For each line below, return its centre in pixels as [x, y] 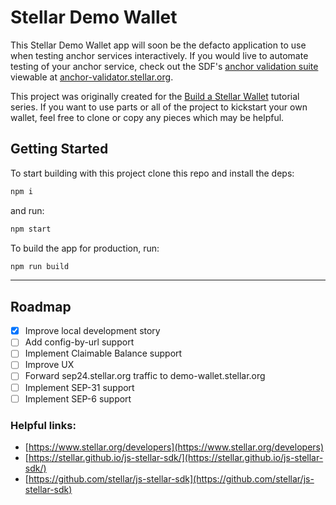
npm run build [40, 266]
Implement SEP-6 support [78, 398]
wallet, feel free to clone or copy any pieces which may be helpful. [147, 117]
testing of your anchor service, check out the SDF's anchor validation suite [164, 66]
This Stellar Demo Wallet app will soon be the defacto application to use [158, 45]
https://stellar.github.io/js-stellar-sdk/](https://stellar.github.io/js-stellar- [176, 457]
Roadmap [41, 306]
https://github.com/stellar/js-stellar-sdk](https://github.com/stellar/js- [171, 478]
